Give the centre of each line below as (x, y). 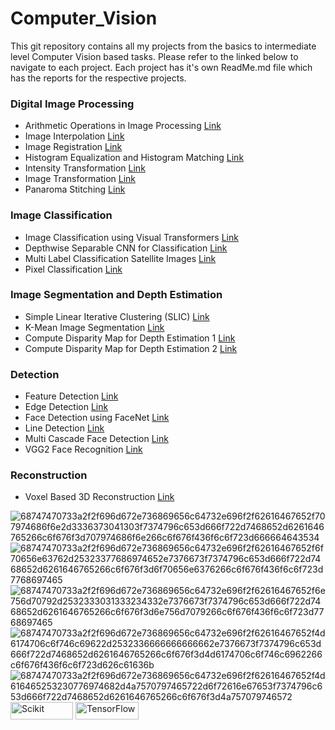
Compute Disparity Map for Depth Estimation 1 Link (130, 338)
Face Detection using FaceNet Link (97, 418)
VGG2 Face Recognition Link (83, 449)
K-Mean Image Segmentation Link (94, 327)
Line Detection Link (64, 428)
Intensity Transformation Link (85, 168)
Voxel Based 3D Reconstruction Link (99, 497)
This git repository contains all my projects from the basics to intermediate (163, 46)
